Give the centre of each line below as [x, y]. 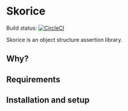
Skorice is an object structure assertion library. [64, 39]
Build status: [22, 28]
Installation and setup [48, 100]
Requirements [33, 79]
